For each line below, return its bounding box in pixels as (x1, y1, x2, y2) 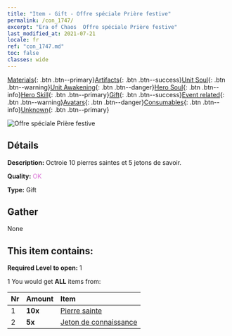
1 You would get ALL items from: (7, 278, 101, 286)
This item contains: (7, 244, 94, 257)
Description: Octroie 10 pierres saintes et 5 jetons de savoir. (7, 158, 181, 166)
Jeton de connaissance (60, 318, 138, 328)
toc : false (7, 50, 39, 57)
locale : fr (7, 37, 39, 44)
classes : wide (7, 56, 49, 63)
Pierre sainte (60, 306, 103, 316)
